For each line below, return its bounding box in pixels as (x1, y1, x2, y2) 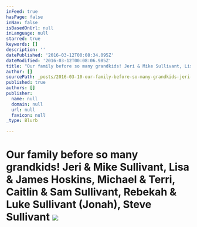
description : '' (6, 47, 46, 53)
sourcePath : (6, 74, 35, 80)
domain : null (11, 101, 43, 107)
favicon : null (11, 112, 46, 118)
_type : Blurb (6, 118, 38, 124)
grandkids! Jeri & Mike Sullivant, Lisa (6, 161, 189, 174)
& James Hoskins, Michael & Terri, (6, 173, 176, 187)
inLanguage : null (6, 31, 49, 36)
